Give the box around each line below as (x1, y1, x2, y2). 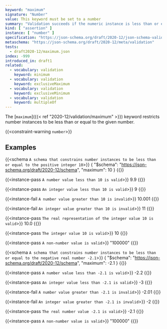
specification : (5, 35, 37, 40)
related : (5, 63, 23, 68)
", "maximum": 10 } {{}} (77, 166, 124, 172)
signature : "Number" (5, 12, 48, 17)
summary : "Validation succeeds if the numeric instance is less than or (5, 21, 159, 26)
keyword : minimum (14, 72, 50, 77)
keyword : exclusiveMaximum (14, 81, 70, 86)
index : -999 (5, 53, 30, 59)
